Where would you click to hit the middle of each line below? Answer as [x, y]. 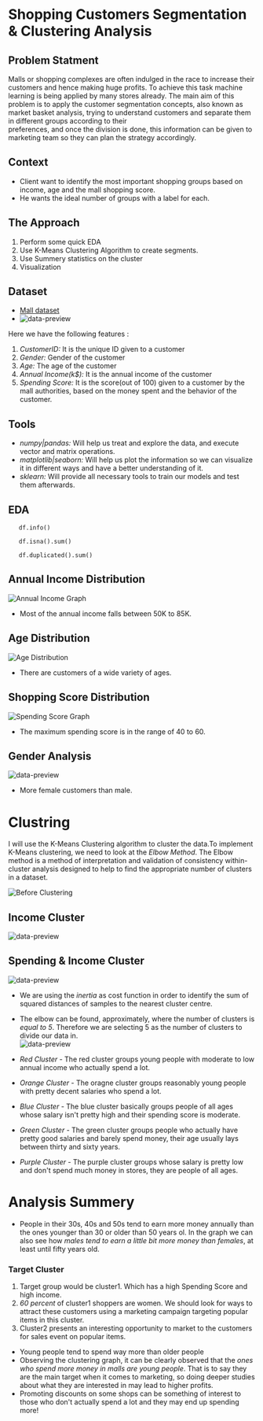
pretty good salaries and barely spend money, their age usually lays [129, 1138]
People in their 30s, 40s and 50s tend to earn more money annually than [137, 1224]
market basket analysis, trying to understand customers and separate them [130, 113]
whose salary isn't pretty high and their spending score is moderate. [130, 1114]
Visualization [40, 267]
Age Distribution [49, 639]
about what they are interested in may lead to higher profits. [116, 1386]
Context [28, 162]
